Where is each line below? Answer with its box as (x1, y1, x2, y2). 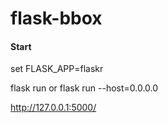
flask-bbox (10, 7, 103, 30)
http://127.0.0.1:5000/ (10, 102, 97, 114)
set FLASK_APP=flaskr (10, 63, 104, 75)
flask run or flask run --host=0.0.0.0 (10, 82, 159, 94)
